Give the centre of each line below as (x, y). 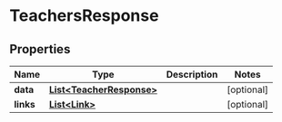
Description (192, 75)
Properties (40, 49)
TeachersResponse (84, 16)
